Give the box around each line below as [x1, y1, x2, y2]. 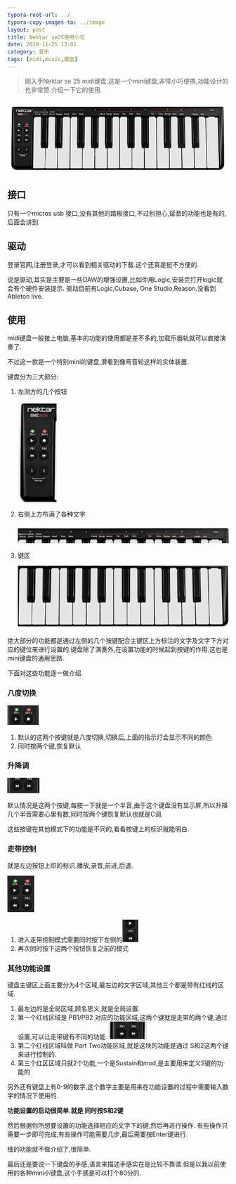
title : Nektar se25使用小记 [7, 34, 86, 41]
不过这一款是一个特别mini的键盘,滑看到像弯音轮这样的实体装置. [7, 358, 190, 366]
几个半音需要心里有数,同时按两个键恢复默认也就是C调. [7, 809, 164, 818]
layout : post [7, 26, 46, 33]
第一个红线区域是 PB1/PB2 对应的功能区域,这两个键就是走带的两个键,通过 [17, 1013, 228, 1022]
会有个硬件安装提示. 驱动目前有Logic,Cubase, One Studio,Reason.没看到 [7, 284, 216, 292]
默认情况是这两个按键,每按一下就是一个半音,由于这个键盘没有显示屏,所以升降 [7, 801, 228, 809]
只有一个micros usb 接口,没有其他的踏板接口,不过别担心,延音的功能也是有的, [7, 209, 227, 217]
